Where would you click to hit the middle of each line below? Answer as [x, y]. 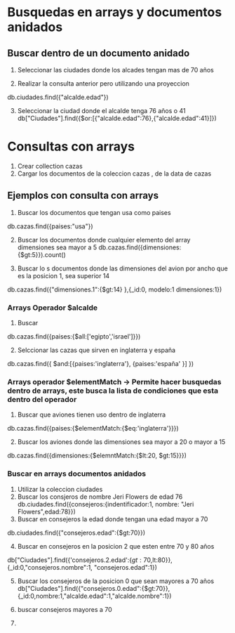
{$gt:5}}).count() [42, 254]
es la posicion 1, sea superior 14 [63, 275]
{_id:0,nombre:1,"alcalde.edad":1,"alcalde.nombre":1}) [94, 596]
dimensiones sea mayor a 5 [57, 247]
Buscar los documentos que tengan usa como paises [94, 212]
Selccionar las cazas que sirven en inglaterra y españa [96, 350]
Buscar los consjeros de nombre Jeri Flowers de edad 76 [100, 497]
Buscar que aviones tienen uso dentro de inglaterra [92, 415]
